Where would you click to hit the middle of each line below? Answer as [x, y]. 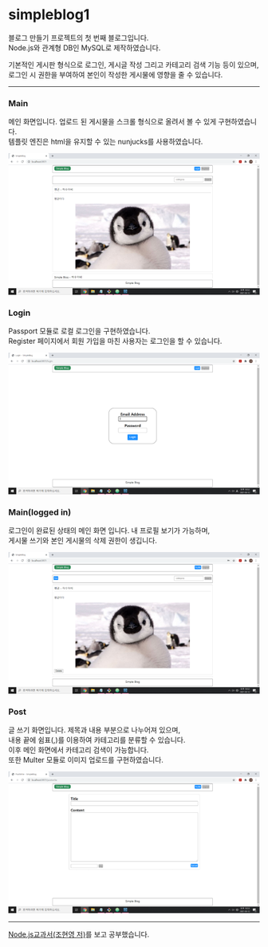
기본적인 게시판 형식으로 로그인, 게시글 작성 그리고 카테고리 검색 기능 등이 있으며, [134, 65]
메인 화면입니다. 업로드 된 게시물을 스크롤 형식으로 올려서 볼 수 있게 [112, 122]
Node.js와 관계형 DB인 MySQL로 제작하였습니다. [85, 47]
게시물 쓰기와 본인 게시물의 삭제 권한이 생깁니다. [83, 541]
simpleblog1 [49, 15]
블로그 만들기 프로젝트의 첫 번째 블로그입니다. [79, 37]
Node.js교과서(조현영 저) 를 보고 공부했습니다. [79, 934]
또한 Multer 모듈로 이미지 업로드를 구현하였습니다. [86, 760]
